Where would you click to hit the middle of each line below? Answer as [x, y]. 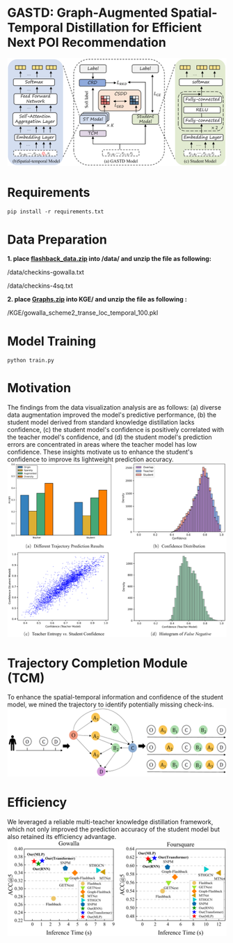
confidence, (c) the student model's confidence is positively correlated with [116, 430]
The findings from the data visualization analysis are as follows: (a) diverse [114, 408]
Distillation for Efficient [134, 28]
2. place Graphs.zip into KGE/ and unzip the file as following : [97, 299]
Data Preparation [57, 239]
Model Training [51, 341]
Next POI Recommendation [87, 43]
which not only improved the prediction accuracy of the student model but [114, 829]
